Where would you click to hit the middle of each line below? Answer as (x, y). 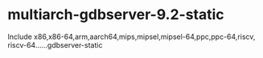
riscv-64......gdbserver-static (55, 44)
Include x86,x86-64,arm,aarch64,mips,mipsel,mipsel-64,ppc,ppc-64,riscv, (131, 37)
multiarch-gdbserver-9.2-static (116, 15)
